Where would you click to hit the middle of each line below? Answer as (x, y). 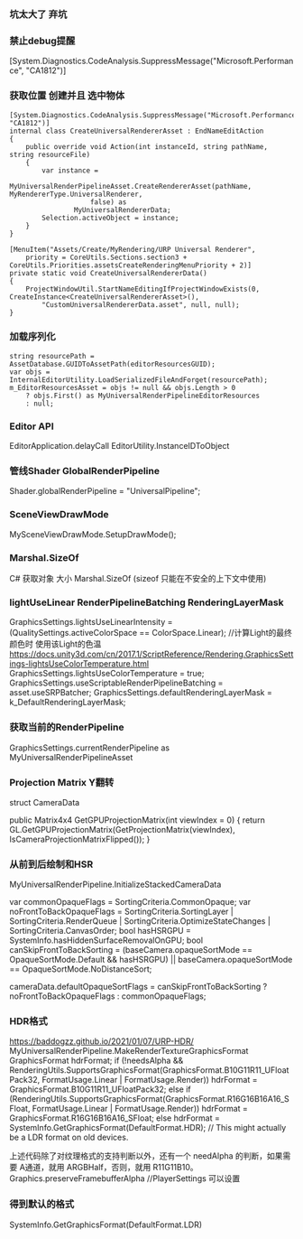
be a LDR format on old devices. (69, 1137)
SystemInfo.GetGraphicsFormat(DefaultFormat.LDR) (106, 1225)
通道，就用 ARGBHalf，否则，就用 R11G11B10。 (111, 1168)
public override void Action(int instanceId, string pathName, (147, 146)
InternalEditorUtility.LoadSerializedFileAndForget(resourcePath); (139, 380)
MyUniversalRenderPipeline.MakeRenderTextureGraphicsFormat (129, 1051)
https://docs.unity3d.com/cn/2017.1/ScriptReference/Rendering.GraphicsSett (151, 654)
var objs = (30, 372)
